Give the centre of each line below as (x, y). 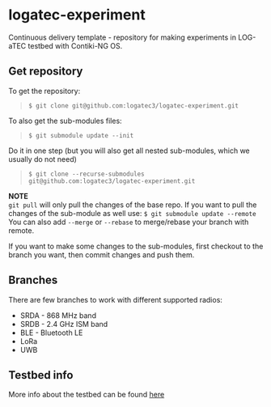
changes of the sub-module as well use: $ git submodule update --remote (132, 213)
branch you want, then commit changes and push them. (102, 254)
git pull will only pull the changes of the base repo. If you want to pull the (133, 205)
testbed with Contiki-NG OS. (75, 45)
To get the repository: (44, 91)
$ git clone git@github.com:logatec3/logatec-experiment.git (133, 106)
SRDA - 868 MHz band (58, 315)
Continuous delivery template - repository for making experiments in (123, 37)
